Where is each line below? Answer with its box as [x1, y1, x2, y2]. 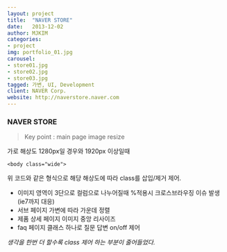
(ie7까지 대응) [17, 197, 55, 205]
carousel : [7, 56, 36, 62]
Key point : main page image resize [24, 133, 125, 141]
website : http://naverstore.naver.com [7, 94, 119, 101]
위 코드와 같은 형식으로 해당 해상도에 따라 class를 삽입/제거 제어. [7, 174, 182, 183]
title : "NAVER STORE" [7, 17, 73, 24]
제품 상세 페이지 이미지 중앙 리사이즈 [17, 215, 116, 223]
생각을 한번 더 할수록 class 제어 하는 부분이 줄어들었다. [7, 238, 155, 246]
